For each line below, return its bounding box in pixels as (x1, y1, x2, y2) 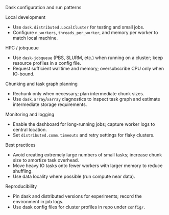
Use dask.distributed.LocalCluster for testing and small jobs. (12, 24, 144, 30)
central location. (12, 127, 47, 132)
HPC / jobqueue (5, 45, 39, 50)
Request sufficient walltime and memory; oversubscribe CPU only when (12, 66, 164, 71)
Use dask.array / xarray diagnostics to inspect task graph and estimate (12, 96, 161, 102)
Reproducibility (5, 183, 37, 189)
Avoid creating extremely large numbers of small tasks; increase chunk (12, 152, 162, 157)
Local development (5, 14, 46, 20)
